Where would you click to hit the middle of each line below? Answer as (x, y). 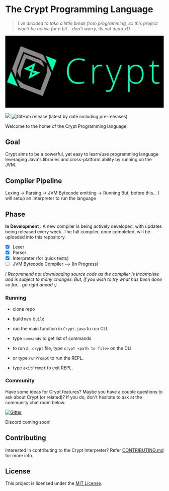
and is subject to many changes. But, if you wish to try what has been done (84, 279)
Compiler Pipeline (34, 181)
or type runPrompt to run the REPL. (48, 358)
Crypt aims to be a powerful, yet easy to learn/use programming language (82, 154)
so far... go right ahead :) (31, 285)
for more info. (19, 455)
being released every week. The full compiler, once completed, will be (78, 231)
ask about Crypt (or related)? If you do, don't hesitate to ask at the (74, 397)
